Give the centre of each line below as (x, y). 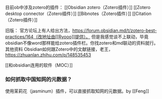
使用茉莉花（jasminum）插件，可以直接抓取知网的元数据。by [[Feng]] (77, 91)
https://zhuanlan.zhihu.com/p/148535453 (48, 55)
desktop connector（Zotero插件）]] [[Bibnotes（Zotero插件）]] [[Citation (78, 13)
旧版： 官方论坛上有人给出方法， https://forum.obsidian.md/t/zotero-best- (81, 30)
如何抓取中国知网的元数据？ (39, 79)
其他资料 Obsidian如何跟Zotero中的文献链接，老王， (59, 49)
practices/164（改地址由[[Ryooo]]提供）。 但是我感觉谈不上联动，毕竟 (77, 37)
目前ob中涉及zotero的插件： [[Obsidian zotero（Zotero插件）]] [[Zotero (78, 7)
